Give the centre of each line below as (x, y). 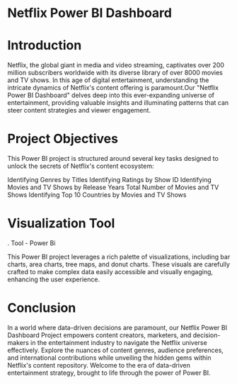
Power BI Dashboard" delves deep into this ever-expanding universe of (111, 95)
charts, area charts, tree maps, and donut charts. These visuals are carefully (118, 264)
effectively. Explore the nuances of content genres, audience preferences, (116, 350)
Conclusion (42, 308)
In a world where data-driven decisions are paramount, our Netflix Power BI (117, 327)
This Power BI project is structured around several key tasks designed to (113, 159)
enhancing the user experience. (54, 279)
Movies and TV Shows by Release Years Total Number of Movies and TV (113, 187)
